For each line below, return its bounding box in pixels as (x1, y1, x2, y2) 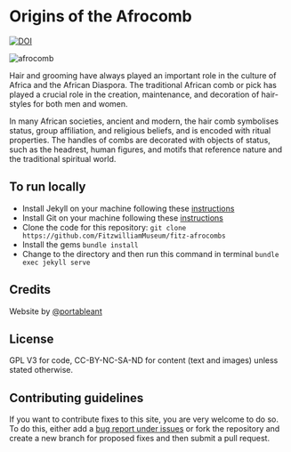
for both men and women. (33, 98, 128, 109)
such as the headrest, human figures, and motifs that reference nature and (9, 144, 283, 155)
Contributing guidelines (9, 390, 144, 406)
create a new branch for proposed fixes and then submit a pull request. (9, 433, 270, 444)
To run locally (9, 180, 86, 195)
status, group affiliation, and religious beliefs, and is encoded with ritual (9, 125, 271, 135)
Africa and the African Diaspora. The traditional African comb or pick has (9, 79, 278, 90)
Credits (9, 282, 52, 297)
